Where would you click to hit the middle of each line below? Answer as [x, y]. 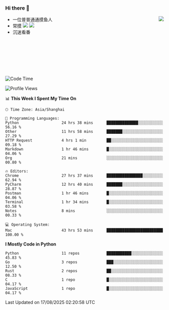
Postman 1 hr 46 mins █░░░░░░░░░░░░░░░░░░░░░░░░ [84, 193]
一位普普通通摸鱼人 [32, 20]
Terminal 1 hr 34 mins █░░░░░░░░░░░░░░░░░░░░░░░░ [84, 202]
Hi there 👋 [18, 8]
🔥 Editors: [17, 171]
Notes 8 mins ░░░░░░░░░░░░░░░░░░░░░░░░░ [84, 211]
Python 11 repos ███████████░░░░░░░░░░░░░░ [84, 254]
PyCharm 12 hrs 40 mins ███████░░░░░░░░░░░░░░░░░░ [84, 185]
